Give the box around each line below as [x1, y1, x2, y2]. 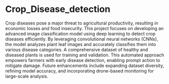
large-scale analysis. [5, 73, 48, 79]
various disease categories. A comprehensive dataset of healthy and [5, 46, 148, 52]
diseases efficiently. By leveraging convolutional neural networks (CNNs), [5, 36, 158, 42]
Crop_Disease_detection [5, 3, 110, 15]
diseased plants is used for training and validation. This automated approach [5, 51, 164, 58]
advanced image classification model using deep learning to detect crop [5, 30, 155, 36]
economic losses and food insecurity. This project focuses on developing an [5, 25, 164, 31]
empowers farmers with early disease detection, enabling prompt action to [5, 57, 160, 63]
